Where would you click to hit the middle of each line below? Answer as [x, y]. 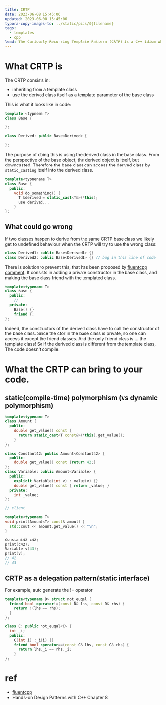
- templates [22, 33]
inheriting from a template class [44, 89]
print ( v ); [15, 554]
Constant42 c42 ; [22, 540]
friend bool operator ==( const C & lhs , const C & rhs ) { [72, 645]
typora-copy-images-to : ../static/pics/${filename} [59, 23]
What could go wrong [39, 227]
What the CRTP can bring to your [74, 369]
